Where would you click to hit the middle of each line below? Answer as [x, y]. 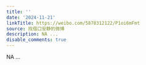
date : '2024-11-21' [31, 17]
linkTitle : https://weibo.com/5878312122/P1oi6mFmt [73, 23]
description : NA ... [33, 34]
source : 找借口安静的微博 [36, 29]
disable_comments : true [36, 40]
